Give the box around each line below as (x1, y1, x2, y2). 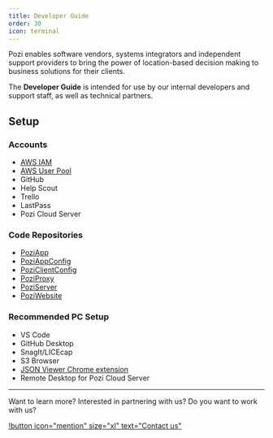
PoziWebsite (19, 291, 63, 301)
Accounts (8, 139, 48, 150)
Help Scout (19, 184, 58, 193)
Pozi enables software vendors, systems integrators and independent (8, 50, 241, 59)
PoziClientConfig (19, 265, 77, 275)
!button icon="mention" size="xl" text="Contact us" (8, 420, 182, 431)
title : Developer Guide (8, 11, 89, 20)
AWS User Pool (19, 166, 71, 176)
